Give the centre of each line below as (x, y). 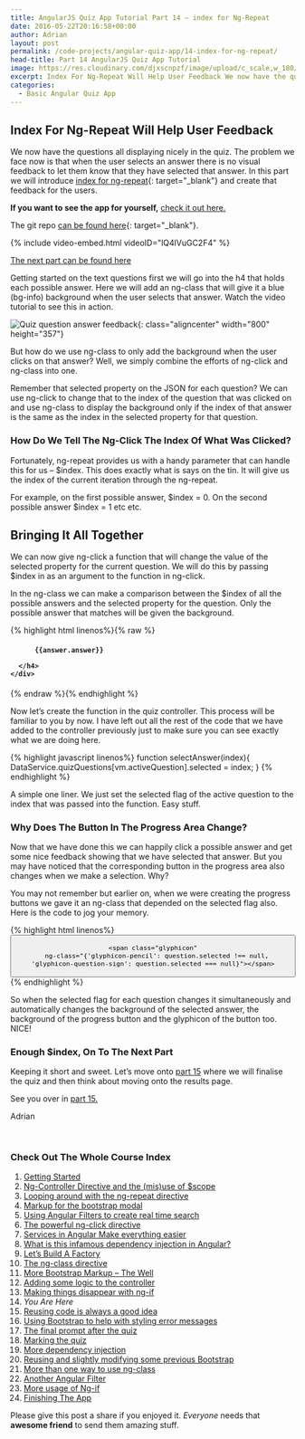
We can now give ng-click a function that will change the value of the (139, 557)
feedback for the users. (54, 190)
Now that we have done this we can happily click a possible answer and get (152, 846)
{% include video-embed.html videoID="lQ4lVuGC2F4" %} (120, 243)
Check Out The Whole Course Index (91, 1157)
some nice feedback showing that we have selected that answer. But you (147, 856)
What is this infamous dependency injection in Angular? (127, 1244)
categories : (33, 85)
